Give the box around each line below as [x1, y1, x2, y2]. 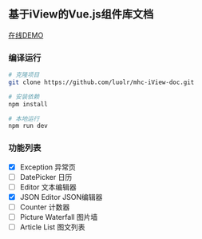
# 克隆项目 [8, 71, 40, 79]
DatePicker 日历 [19, 172, 73, 181]
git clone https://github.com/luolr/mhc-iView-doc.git [8, 78, 195, 86]
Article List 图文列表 [19, 222, 85, 232]
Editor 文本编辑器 [19, 182, 77, 192]
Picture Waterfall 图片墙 [19, 212, 98, 221]
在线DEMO [8, 30, 44, 40]
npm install [8, 100, 48, 108]
